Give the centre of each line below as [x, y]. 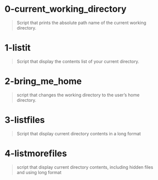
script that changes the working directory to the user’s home [78, 95]
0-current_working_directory [65, 9]
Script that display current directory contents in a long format [79, 133]
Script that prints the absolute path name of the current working [81, 23]
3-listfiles [25, 120]
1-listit [18, 48]
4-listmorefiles [36, 153]
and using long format [39, 172]
